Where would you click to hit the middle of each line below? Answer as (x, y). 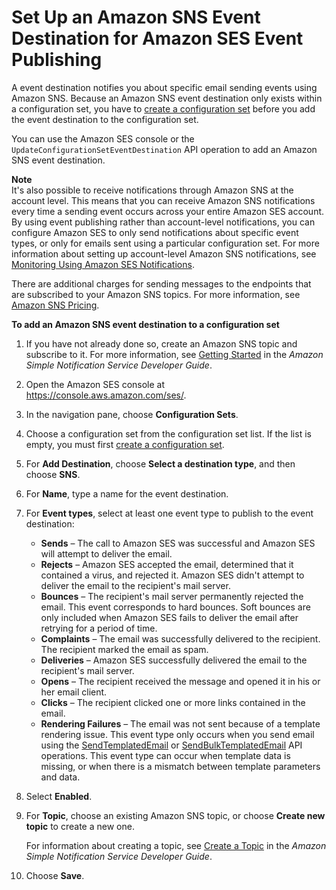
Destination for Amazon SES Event (157, 38)
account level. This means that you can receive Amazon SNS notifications (163, 200)
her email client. (74, 692)
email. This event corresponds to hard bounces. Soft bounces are (175, 607)
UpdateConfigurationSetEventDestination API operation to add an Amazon (164, 149)
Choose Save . (55, 875)
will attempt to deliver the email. (106, 553)
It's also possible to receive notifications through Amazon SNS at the (152, 190)
